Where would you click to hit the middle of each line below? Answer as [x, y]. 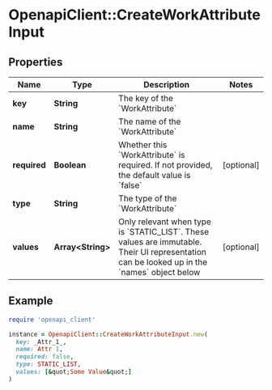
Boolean [70, 165]
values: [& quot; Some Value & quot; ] [74, 372]
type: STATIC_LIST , [49, 365]
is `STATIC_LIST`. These [164, 232]
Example [31, 301]
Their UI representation [162, 252]
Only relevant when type [165, 222]
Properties [36, 62]
